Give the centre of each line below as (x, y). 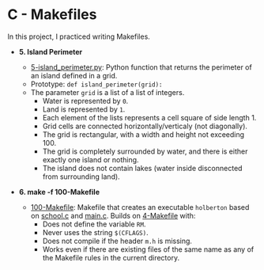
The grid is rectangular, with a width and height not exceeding (143, 134)
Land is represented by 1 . (84, 109)
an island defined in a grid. (74, 75)
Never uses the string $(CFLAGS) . (95, 232)
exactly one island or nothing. (91, 159)
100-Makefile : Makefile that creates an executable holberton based (140, 207)
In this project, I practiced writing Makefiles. (79, 36)
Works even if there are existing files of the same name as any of (148, 249)
